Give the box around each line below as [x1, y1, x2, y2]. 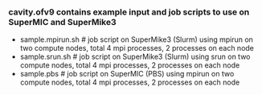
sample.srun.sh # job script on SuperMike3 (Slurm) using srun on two [19, 52, 251, 62]
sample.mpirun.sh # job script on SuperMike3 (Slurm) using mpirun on [19, 35, 253, 44]
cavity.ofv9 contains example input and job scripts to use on [8, 6, 250, 18]
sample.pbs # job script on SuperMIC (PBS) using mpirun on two [19, 69, 235, 79]
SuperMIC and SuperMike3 [8, 16, 117, 27]
